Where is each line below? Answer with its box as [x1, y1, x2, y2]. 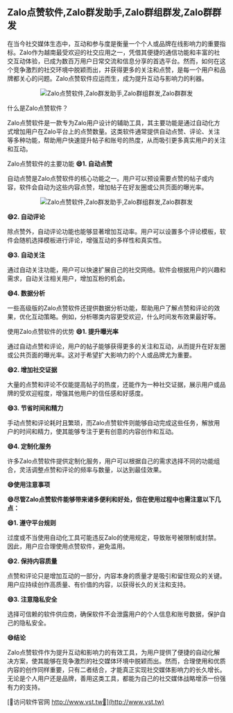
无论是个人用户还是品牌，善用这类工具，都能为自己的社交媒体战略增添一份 [7, 674, 220, 682]
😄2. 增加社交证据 [7, 365, 58, 374]
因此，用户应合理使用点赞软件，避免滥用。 [7, 542, 129, 550]
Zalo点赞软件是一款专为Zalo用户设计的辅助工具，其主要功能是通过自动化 [7, 118, 214, 127]
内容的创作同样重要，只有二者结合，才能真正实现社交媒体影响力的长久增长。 [7, 665, 226, 673]
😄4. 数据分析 [7, 289, 46, 297]
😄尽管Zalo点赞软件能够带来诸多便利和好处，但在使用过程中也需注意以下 [7, 495, 215, 503]
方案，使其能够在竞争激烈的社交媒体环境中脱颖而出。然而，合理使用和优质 [12, 657, 226, 665]
